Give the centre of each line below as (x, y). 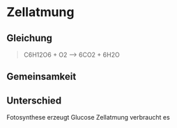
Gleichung (30, 38)
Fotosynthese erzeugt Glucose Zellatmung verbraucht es (88, 118)
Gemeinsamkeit (41, 77)
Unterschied (34, 100)
